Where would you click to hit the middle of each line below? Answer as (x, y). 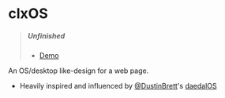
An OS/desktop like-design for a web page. (79, 71)
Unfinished (46, 35)
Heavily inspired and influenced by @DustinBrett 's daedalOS (118, 86)
